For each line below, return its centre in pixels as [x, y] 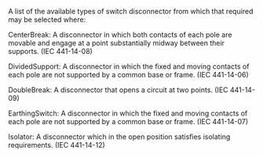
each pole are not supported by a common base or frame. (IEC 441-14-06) [128, 75]
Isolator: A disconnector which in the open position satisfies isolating [119, 137]
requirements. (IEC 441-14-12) [57, 145]
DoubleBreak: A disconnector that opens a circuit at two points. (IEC [119, 90]
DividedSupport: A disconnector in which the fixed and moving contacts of [129, 66]
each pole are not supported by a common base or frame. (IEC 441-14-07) [128, 121]
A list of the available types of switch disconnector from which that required [131, 11]
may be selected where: [47, 20]
